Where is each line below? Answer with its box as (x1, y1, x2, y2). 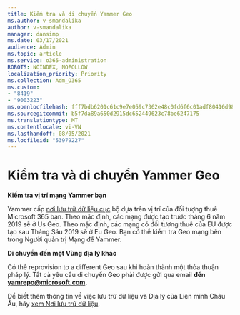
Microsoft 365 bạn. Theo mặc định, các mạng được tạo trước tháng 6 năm (7, 212, 226, 221)
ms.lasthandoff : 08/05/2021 (7, 130, 91, 137)
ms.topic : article (7, 51, 62, 58)
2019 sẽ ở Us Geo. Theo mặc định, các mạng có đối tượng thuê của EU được (7, 220, 233, 229)
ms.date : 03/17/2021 (7, 37, 69, 44)
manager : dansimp (7, 30, 59, 38)
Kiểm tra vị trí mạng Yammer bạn (7, 191, 107, 200)
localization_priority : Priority (7, 70, 107, 77)
